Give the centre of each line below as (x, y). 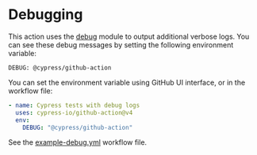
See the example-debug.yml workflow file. (78, 142)
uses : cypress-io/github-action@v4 (74, 112)
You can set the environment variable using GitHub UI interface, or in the (127, 82)
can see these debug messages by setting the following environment (121, 44)
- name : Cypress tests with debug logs (74, 105)
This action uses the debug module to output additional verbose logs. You (129, 36)
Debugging (46, 15)
